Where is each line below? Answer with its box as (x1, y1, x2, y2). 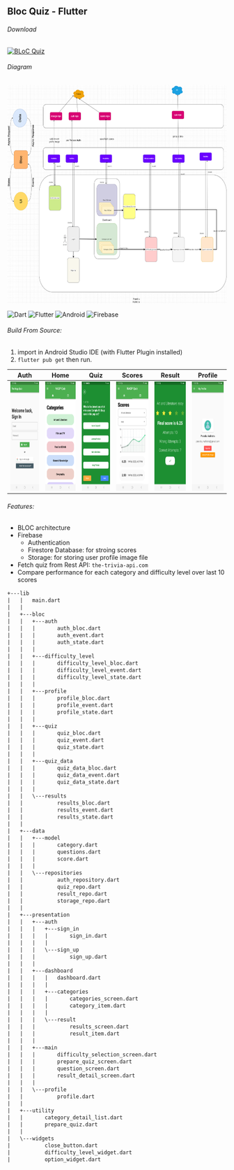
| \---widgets (7, 1135, 54, 1142)
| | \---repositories (7, 869, 82, 876)
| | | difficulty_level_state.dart (7, 674, 141, 681)
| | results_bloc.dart (7, 800, 111, 807)
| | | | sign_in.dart (7, 932, 108, 939)
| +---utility (7, 1107, 54, 1114)
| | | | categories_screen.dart (7, 995, 139, 1002)
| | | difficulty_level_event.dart (7, 667, 141, 674)
